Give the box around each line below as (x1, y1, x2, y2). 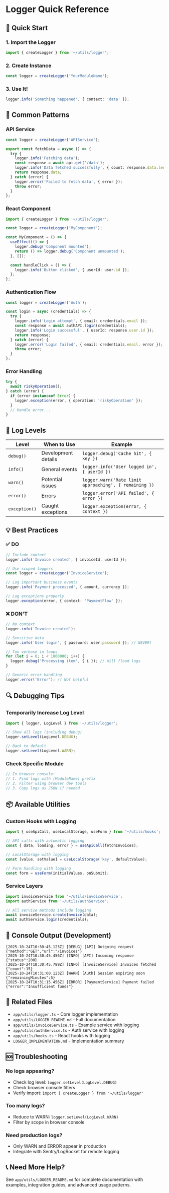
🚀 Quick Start (6, 24, 48, 32)
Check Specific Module (6, 760, 64, 767)
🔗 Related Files (6, 998, 53, 1006)
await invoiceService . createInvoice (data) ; (6, 912, 98, 917)
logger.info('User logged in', (82, 464, 157, 470)
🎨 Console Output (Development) (6, 931, 112, 940)
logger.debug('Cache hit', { (82, 451, 152, 456)
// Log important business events (6, 580, 78, 585)
